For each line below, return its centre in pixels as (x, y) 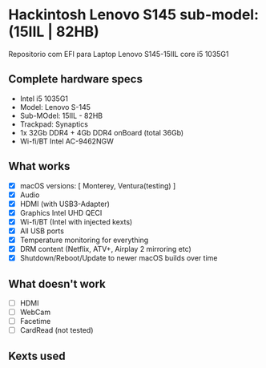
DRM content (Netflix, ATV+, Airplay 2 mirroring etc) (106, 249)
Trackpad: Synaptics (54, 124)
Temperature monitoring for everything (84, 240)
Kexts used (37, 356)
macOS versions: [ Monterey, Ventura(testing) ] (98, 185)
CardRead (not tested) (56, 330)
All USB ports (42, 231)
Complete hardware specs (75, 79)
